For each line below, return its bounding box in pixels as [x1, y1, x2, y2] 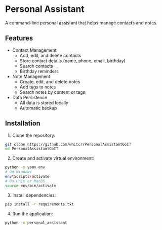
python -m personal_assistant [5, 220, 68, 225]
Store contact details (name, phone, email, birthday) [19, 58, 126, 64]
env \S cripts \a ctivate [5, 174, 50, 179]
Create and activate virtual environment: [12, 155, 94, 161]
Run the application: [12, 211, 53, 217]
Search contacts [19, 63, 53, 69]
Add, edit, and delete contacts [19, 52, 81, 58]
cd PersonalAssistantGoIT [5, 147, 58, 152]
